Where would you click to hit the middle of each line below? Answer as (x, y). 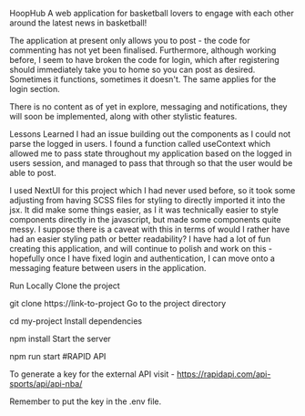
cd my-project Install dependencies (76, 321)
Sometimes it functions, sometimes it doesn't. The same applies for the (143, 79)
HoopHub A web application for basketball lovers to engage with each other (152, 13)
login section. (35, 89)
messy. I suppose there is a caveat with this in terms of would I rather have (150, 229)
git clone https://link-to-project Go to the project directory (118, 303)
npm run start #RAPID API (58, 356)
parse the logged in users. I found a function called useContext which (140, 144)
